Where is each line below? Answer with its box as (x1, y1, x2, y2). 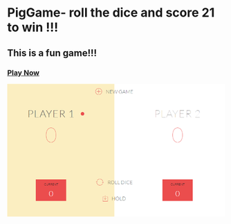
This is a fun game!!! (7, 47, 98, 59)
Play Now (7, 68, 40, 77)
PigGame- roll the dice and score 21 (7, 5, 215, 21)
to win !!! (7, 19, 59, 35)
